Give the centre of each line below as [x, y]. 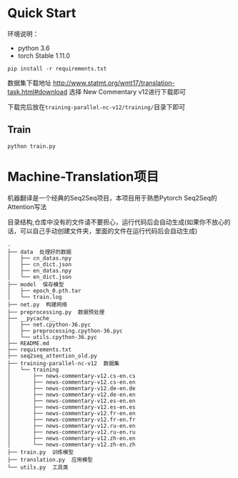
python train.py [31, 146]
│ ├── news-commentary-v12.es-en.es [71, 407]
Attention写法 [27, 207]
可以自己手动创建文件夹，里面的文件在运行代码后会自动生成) [109, 230]
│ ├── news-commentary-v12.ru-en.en [71, 426]
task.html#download [38, 91]
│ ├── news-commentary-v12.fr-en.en [71, 413]
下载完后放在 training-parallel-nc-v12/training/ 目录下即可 [96, 107]
